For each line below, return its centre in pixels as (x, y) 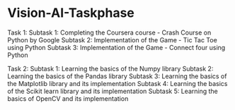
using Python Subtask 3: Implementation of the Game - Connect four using (116, 47)
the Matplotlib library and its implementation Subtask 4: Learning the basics (117, 83)
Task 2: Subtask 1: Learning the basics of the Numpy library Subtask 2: (110, 68)
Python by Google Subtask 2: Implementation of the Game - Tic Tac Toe (112, 39)
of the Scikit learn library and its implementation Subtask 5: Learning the (113, 91)
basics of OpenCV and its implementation (68, 98)
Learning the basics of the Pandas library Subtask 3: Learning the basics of (117, 76)
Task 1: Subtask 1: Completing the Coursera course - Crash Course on (109, 32)
